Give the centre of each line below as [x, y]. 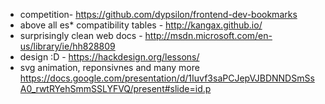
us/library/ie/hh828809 [67, 46]
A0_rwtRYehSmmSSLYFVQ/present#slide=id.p [115, 88]
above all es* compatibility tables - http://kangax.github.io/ [141, 25]
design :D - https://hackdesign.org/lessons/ [109, 57]
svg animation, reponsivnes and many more [109, 67]
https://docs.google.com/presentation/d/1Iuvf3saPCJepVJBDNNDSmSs [167, 78]
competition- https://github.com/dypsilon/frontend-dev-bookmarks [158, 14]
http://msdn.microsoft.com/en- [208, 35]
